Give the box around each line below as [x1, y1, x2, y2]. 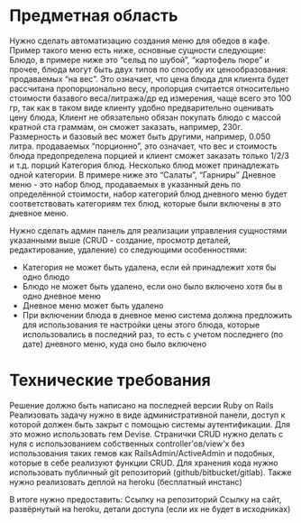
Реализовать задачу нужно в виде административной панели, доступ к [9, 409, 286, 420]
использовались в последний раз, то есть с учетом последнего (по [22, 328, 284, 339]
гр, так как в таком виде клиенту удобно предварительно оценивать [9, 102, 275, 113]
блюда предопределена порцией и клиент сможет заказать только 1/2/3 [9, 150, 290, 161]
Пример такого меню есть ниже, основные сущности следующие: [9, 44, 267, 55]
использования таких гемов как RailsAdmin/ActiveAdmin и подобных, [9, 447, 275, 458]
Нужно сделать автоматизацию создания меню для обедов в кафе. [9, 35, 270, 46]
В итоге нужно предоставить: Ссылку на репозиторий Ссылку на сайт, [9, 493, 282, 505]
